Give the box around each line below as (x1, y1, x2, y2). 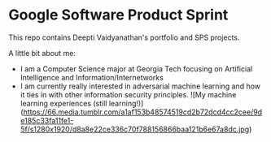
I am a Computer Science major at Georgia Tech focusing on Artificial (20, 63, 253, 74)
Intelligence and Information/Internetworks (20, 72, 164, 82)
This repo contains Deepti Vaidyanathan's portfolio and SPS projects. (8, 32, 240, 42)
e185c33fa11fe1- (20, 115, 74, 125)
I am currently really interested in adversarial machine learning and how (20, 81, 261, 91)
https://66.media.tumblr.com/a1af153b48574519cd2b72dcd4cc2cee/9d (23, 107, 263, 117)
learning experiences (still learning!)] (20, 98, 144, 108)
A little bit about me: (8, 48, 76, 58)
